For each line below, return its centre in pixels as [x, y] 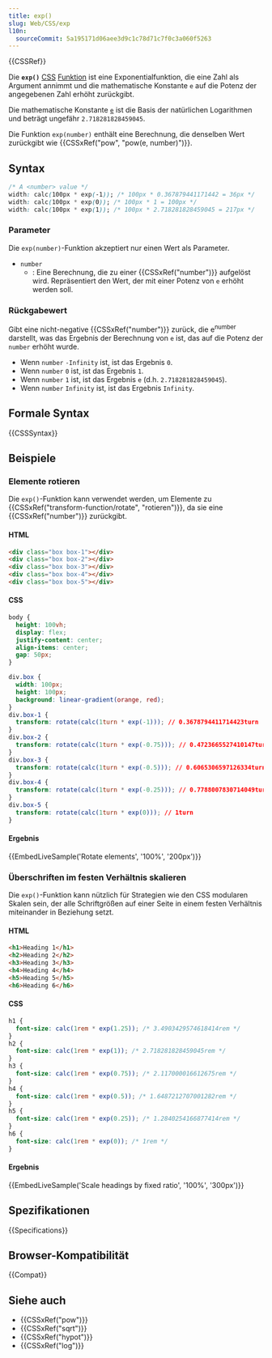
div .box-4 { [28, 783]
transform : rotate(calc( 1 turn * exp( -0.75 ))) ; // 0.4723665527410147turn [142, 745]
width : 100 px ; [39, 685]
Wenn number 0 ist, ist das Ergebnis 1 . [82, 371]
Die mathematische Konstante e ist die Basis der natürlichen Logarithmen [130, 110]
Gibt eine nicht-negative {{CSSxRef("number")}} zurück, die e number [122, 329]
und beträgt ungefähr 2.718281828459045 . [77, 119]
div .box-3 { [28, 760]
